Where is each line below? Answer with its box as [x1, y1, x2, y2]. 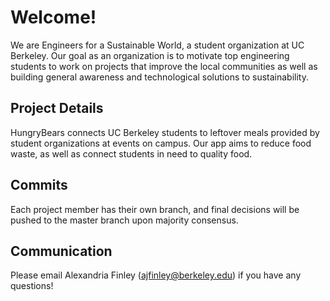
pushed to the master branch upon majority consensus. [10, 214, 239, 226]
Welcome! [10, 6, 97, 29]
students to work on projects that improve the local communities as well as [10, 60, 318, 72]
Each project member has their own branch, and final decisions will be [10, 203, 300, 215]
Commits [10, 177, 68, 194]
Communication [10, 242, 113, 260]
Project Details [10, 100, 104, 117]
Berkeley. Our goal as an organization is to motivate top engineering [10, 49, 290, 61]
